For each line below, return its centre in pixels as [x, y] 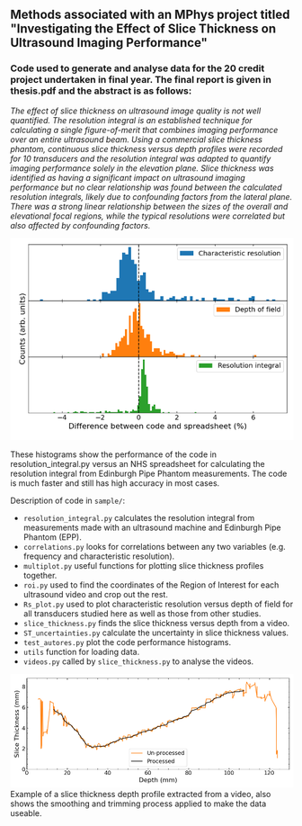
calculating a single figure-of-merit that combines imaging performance [144, 130]
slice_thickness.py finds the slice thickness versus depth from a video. [156, 624]
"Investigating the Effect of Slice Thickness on [143, 29]
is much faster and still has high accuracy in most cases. [115, 483]
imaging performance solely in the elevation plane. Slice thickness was [142, 168]
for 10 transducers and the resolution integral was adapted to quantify [141, 158]
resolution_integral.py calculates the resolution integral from [139, 518]
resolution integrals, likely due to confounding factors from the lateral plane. [151, 196]
